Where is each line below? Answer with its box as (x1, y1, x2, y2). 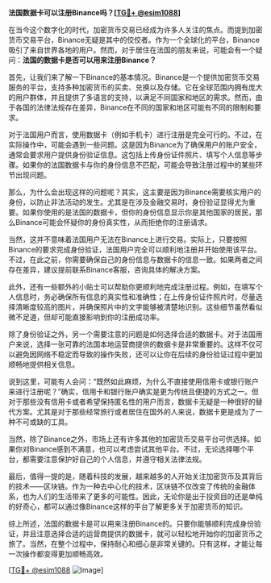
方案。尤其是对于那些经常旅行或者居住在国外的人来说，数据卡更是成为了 (15, 407, 256, 416)
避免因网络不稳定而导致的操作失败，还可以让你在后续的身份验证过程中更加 (15, 350, 263, 359)
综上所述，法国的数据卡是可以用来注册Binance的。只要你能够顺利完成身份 (8, 519, 255, 528)
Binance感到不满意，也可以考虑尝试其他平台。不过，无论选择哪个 (29, 444, 248, 454)
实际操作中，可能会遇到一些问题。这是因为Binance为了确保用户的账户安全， (8, 140, 262, 149)
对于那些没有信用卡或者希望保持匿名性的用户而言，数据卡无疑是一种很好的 (8, 397, 256, 406)
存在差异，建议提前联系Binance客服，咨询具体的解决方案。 (8, 265, 206, 274)
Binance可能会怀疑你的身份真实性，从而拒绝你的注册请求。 (15, 218, 212, 227)
